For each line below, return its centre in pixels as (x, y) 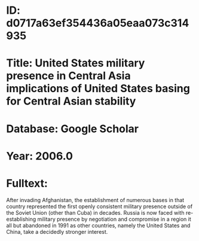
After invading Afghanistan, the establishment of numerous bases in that (95, 200)
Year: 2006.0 (40, 156)
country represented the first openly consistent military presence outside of (99, 206)
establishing (21, 219)
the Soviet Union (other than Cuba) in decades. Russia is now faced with (95, 212)
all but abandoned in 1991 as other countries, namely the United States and (98, 225)
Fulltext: (27, 183)
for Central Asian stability (71, 101)
